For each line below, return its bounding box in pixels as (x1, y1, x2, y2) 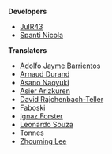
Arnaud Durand (19, 69, 70, 78)
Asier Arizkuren (19, 86, 71, 96)
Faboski (19, 103, 46, 112)
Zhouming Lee (19, 137, 67, 145)
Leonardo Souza (19, 120, 73, 129)
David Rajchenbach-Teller (19, 95, 104, 103)
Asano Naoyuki (19, 78, 69, 87)
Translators (8, 46, 47, 54)
